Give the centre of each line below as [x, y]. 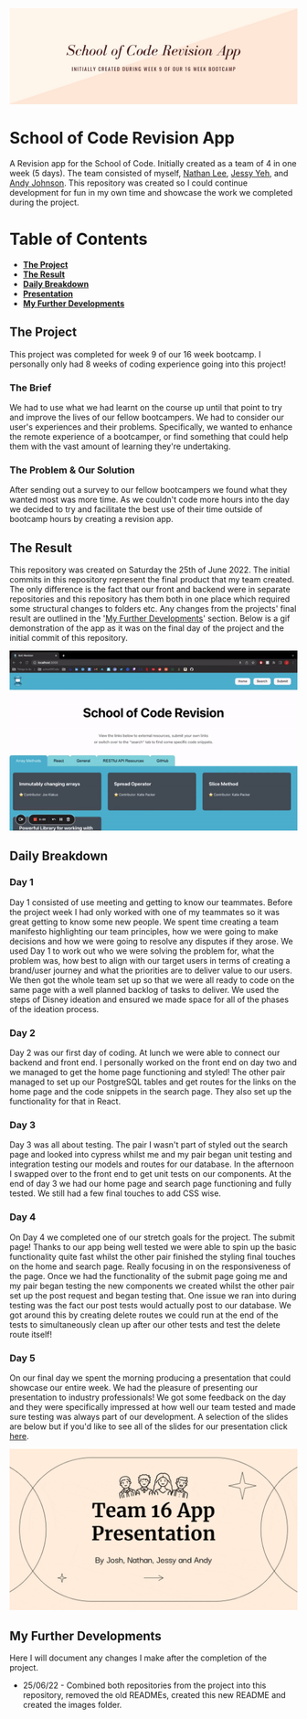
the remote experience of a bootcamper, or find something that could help [149, 436]
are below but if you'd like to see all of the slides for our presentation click [148, 1426]
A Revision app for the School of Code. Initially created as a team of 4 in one [153, 163]
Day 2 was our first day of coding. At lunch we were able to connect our [145, 1053]
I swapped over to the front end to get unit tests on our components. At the [151, 1174]
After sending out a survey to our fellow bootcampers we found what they [148, 490]
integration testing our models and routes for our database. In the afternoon [152, 1164]
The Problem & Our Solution [72, 470]
